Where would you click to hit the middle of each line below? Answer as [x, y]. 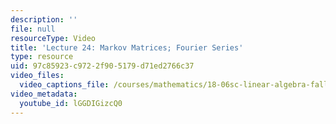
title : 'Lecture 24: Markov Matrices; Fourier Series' [127, 47]
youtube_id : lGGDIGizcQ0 [71, 103]
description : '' [44, 19]
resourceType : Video [53, 38]
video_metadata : [44, 94]
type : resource [42, 57]
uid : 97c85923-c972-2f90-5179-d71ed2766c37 [102, 66]
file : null [33, 29]
